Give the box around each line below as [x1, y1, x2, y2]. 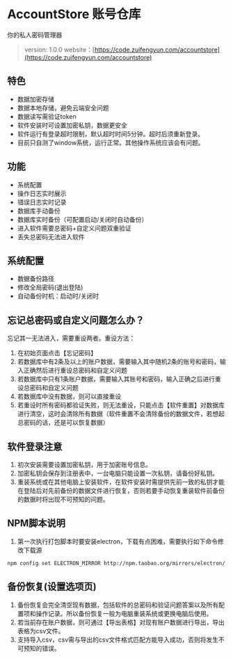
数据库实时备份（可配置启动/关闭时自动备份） [17, 215, 148, 223]
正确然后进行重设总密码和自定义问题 [23, 366, 127, 375]
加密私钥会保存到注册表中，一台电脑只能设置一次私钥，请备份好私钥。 [17, 469, 219, 477]
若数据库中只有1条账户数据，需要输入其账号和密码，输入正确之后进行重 [17, 375, 221, 383]
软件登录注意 [7, 441, 63, 453]
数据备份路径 [17, 275, 54, 283]
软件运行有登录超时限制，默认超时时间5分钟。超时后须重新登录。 [17, 129, 204, 138]
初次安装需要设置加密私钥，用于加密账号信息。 [17, 460, 152, 469]
